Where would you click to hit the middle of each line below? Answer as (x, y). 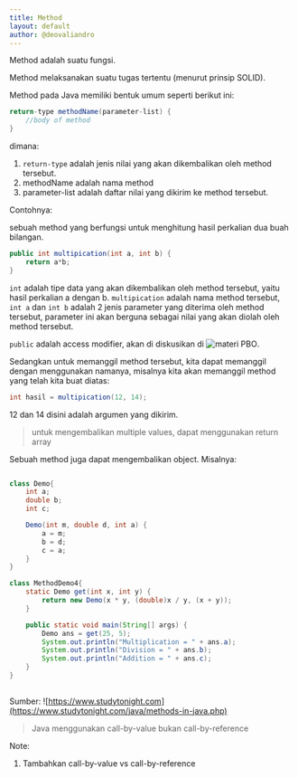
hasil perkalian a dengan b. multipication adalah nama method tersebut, (144, 297)
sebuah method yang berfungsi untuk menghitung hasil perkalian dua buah (149, 228)
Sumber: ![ (29, 701)
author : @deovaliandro (52, 34)
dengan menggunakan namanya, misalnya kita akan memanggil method (143, 371)
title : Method (36, 18)
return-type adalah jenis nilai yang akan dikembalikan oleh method (147, 163)
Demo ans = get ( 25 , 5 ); (86, 633)
